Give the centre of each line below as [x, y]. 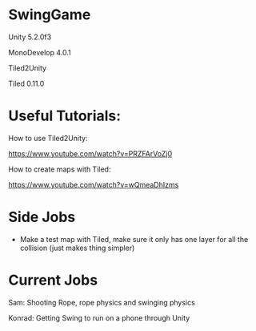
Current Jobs [53, 280]
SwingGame [50, 15]
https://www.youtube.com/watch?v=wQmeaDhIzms [94, 184]
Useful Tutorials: [65, 116]
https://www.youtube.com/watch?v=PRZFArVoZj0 [90, 153]
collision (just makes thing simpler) [77, 248]
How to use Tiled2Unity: [48, 138]
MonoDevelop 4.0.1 [40, 52]
